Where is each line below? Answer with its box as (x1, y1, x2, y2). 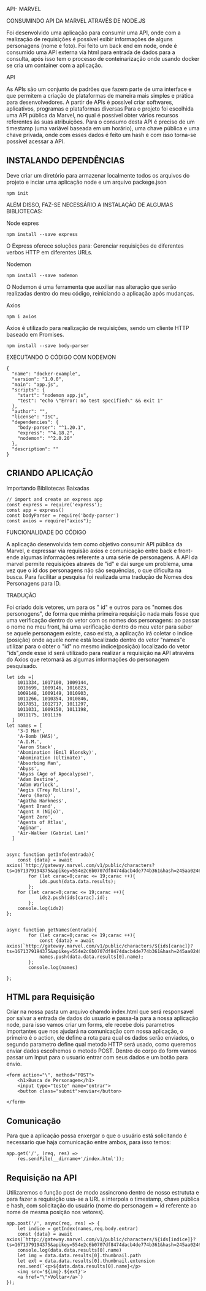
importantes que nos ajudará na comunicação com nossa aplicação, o (6, 1027, 184, 1035)
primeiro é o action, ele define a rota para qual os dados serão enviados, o (6, 1034, 194, 1042)
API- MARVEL (6, 6, 41, 12)
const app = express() (6, 507, 64, 513)
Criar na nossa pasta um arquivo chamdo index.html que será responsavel (6, 1008, 194, 1016)
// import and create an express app (6, 496, 103, 503)
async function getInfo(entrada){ (6, 851, 95, 858)
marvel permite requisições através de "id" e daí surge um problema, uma (6, 560, 193, 567)
